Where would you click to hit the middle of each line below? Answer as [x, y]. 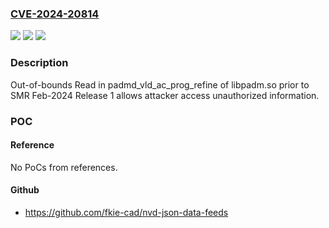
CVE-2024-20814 [55, 14]
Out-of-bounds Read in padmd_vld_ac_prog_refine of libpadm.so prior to [160, 84]
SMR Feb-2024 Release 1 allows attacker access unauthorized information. [165, 95]
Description [39, 63]
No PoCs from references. [64, 167]
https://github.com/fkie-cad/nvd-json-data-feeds [126, 212]
